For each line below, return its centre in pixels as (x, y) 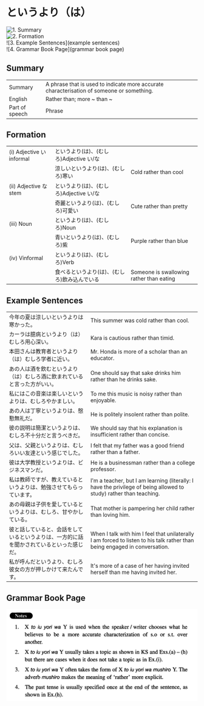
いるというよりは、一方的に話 (46, 537)
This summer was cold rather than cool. (140, 321)
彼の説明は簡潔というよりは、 (46, 428)
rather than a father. (115, 452)
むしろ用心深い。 (30, 342)
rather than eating (153, 278)
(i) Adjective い (28, 152)
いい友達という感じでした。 (49, 453)
